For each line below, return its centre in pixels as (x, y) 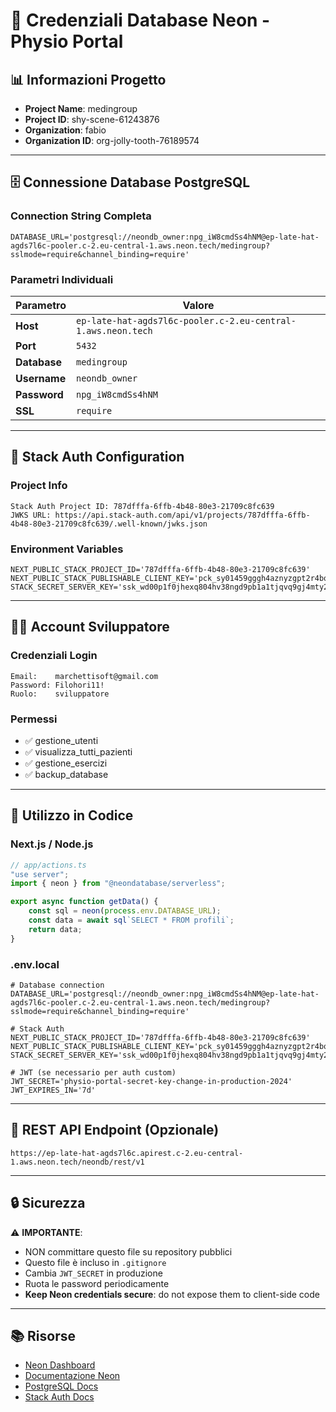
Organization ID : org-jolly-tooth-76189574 (112, 140)
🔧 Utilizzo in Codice (72, 815)
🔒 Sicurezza (48, 1203)
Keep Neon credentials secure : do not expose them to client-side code (172, 1294)
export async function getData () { (84, 902)
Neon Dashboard (60, 1365)
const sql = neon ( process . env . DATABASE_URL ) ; (125, 911)
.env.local (35, 964)
